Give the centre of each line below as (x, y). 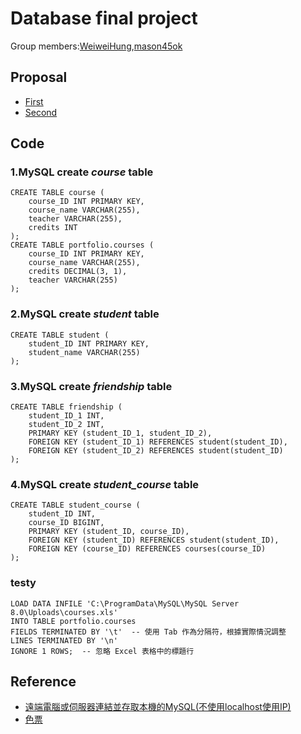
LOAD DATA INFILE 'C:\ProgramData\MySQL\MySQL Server (125, 603)
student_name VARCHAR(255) (84, 352)
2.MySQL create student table (85, 314)
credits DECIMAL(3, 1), (78, 272)
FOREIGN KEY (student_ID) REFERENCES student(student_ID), (154, 540)
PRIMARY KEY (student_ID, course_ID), (109, 532)
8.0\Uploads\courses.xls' (64, 612)
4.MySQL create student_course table (105, 484)
